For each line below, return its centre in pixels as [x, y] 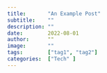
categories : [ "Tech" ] [42, 59]
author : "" [31, 40]
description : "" [31, 26]
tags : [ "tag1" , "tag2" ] [52, 53]
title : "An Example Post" [54, 14]
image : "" [31, 46]
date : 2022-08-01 [43, 33]
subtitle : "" [31, 20]
